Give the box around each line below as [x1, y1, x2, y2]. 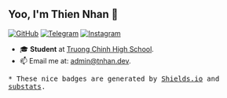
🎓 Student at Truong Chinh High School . [19, 44, 155, 53]
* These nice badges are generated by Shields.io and [8, 74, 220, 83]
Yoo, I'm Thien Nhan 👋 [8, 8, 119, 21]
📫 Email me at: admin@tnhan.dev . [19, 56, 131, 65]
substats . [8, 82, 46, 91]
